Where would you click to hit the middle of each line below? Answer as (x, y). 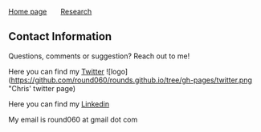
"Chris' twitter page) (42, 88)
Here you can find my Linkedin (59, 104)
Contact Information (60, 36)
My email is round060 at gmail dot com (73, 119)
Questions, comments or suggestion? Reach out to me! (99, 56)
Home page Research (50, 12)
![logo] (117, 71)
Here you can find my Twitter (56, 71)
